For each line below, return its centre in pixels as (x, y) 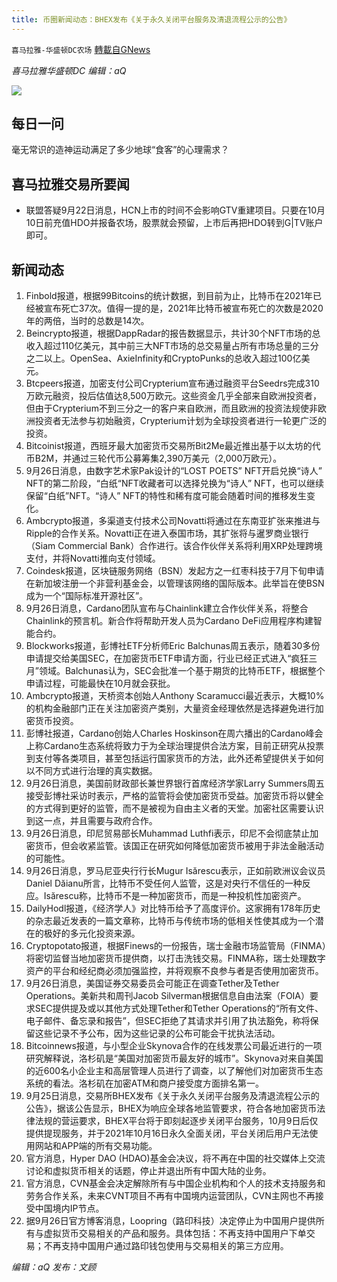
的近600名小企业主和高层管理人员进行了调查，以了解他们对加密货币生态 (174, 1071)
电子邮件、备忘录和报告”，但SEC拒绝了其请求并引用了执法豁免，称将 (168, 1021)
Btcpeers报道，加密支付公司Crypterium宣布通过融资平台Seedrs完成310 (172, 383)
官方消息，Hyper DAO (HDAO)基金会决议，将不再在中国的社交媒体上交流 (175, 1158)
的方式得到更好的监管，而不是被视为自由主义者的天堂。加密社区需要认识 (174, 808)
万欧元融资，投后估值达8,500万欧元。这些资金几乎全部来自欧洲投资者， (173, 396)
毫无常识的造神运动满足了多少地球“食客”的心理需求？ (120, 150)
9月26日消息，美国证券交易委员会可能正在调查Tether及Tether (152, 983)
